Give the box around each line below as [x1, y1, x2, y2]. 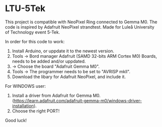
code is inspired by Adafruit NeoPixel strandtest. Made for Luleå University [5, 24, 155, 30]
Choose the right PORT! [12, 108, 60, 114]
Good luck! [5, 117, 27, 123]
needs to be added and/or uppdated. [12, 58, 86, 64]
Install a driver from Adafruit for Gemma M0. [12, 93, 101, 98]
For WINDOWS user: [5, 83, 46, 89]
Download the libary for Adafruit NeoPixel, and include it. [12, 74, 126, 79]
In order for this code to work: [5, 38, 65, 44]
